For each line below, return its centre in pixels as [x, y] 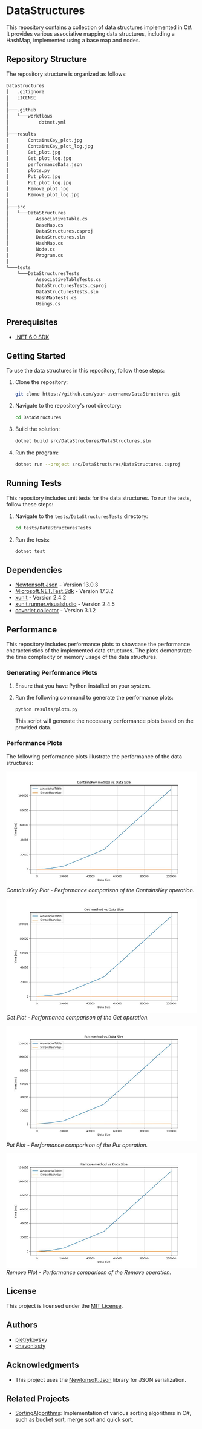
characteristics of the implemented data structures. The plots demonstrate [99, 651]
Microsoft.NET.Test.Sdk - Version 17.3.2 [64, 591]
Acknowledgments [43, 1365]
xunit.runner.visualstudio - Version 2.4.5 [65, 604]
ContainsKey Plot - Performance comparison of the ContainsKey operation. [100, 890]
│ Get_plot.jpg [34, 152]
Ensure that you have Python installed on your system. [83, 686]
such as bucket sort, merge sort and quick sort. [74, 1420]
